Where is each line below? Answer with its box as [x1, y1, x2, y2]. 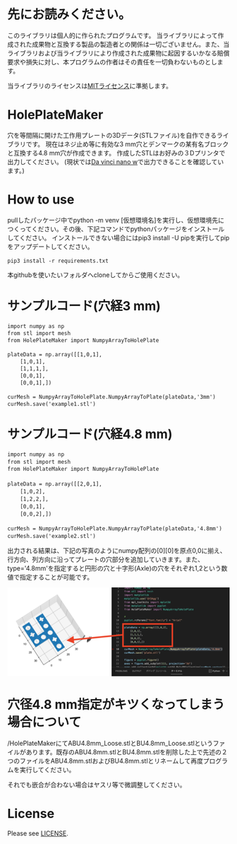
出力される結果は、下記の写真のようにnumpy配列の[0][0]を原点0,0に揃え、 [7, 546, 227, 555]
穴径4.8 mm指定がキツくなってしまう [7, 697, 226, 713]
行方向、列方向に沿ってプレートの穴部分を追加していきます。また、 [7, 556, 205, 564]
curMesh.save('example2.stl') [7, 533, 97, 540]
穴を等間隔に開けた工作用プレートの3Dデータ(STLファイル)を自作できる [7, 131, 217, 139]
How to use [7, 192, 75, 208]
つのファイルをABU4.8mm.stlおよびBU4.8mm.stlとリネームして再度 [7, 756, 203, 765]
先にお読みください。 [7, 6, 132, 23]
